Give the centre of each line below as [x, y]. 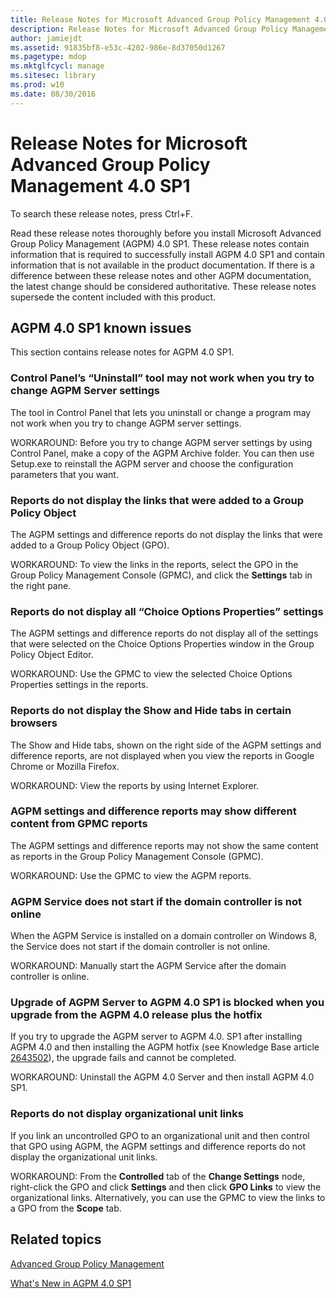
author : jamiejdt [46, 38]
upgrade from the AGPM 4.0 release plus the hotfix [136, 1015]
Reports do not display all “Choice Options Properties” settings [167, 611]
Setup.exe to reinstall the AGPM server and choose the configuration [152, 463]
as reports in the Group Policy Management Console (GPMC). [137, 856]
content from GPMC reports [79, 824]
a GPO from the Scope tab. [66, 1208]
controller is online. [50, 977]
